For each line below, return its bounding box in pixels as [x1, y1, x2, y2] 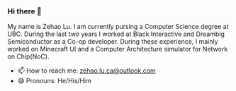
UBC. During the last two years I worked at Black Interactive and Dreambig [7, 30, 225, 38]
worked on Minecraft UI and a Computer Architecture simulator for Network [7, 45, 228, 54]
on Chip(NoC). [7, 52, 50, 61]
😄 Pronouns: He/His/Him [17, 77, 92, 85]
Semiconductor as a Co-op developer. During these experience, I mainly [7, 37, 218, 46]
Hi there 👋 [7, 6, 43, 16]
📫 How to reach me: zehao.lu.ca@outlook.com [17, 66, 156, 75]
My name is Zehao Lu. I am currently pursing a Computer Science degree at [7, 23, 229, 31]
